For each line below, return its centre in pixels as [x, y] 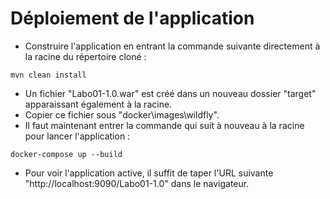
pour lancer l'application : [77, 136]
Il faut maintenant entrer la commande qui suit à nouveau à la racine [164, 125]
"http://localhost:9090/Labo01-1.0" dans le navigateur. [137, 183]
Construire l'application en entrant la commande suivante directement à [172, 46]
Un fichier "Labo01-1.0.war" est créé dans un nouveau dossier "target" [170, 93]
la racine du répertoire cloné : [85, 56]
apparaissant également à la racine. [98, 104]
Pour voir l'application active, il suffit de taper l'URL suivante [149, 173]
